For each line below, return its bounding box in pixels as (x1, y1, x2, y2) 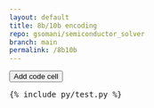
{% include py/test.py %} (9, 89, 123, 100)
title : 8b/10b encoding (9, 21, 98, 30)
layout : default (9, 12, 69, 22)
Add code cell (13, 72, 60, 81)
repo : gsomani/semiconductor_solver (9, 29, 145, 38)
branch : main (9, 37, 58, 47)
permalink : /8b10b (9, 46, 77, 55)
